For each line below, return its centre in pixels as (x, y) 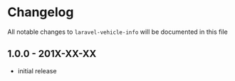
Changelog (41, 12)
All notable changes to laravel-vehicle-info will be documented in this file (117, 32)
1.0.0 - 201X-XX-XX (52, 54)
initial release (37, 70)
